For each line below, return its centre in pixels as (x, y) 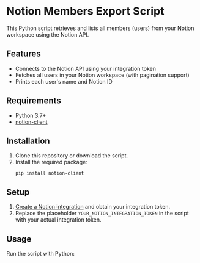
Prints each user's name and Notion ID (64, 81)
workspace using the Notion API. (48, 34)
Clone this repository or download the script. (72, 156)
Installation (28, 141)
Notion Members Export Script (85, 11)
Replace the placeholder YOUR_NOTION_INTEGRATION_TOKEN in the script (102, 213)
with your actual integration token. (58, 220)
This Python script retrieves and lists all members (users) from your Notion (100, 28)
